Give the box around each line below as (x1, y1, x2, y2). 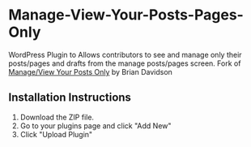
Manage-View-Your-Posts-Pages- (8, 6, 245, 24)
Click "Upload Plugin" (19, 129, 93, 139)
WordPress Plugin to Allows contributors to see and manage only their (8, 50, 242, 59)
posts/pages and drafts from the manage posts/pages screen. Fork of (8, 58, 241, 68)
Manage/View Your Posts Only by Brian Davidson (8, 67, 172, 76)
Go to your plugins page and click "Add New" (19, 120, 172, 131)
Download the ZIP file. (19, 112, 95, 122)
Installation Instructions (8, 91, 132, 105)
